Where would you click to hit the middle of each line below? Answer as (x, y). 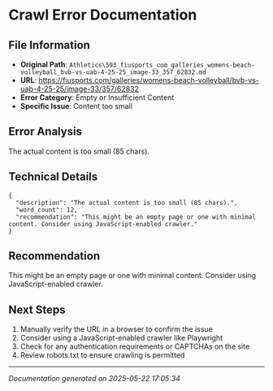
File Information (50, 45)
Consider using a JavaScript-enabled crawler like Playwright (121, 338)
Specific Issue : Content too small (76, 106)
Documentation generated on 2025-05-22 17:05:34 (95, 379)
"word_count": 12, (47, 210)
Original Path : (43, 64)
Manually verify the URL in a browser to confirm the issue (116, 329)
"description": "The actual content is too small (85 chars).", (127, 202)
